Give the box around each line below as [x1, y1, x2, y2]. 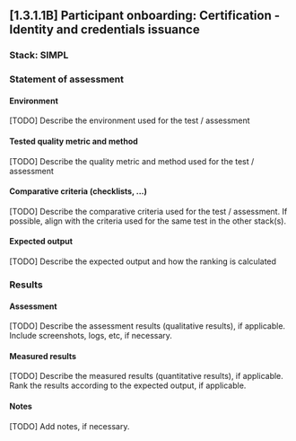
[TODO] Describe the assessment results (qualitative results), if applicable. [9, 321, 285, 331]
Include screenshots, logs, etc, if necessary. [9, 331, 173, 341]
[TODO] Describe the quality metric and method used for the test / [9, 155, 255, 166]
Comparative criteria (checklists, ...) [9, 186, 148, 197]
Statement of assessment [9, 73, 124, 85]
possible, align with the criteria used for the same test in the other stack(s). [9, 216, 287, 226]
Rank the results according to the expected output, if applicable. [9, 380, 247, 391]
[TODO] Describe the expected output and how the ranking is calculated [9, 256, 276, 267]
